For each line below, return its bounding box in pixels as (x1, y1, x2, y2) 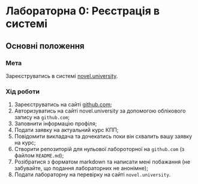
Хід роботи (5, 87, 40, 95)
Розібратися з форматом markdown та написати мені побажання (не (14, 158, 190, 165)
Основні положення (5, 41, 85, 51)
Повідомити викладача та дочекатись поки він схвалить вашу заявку (14, 133, 193, 140)
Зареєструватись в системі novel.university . (5, 72, 118, 79)
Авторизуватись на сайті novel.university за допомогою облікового (14, 107, 186, 114)
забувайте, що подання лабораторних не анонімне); (14, 165, 148, 172)
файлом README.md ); (14, 152, 64, 159)
